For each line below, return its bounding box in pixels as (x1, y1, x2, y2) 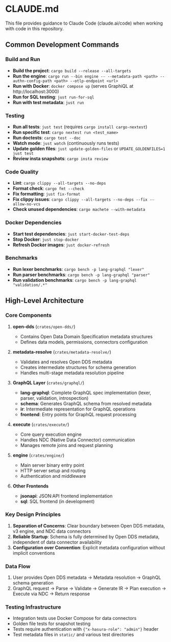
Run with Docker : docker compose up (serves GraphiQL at (12, 83, 134, 89)
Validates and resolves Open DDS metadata (20, 359, 112, 365)
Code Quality (5, 168, 39, 175)
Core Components (5, 312, 52, 319)
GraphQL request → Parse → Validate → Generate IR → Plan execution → (12, 586, 166, 592)
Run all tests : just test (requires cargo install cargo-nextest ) (12, 124, 148, 130)
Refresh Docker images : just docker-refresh (12, 242, 110, 248)
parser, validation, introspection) (20, 395, 89, 401)
